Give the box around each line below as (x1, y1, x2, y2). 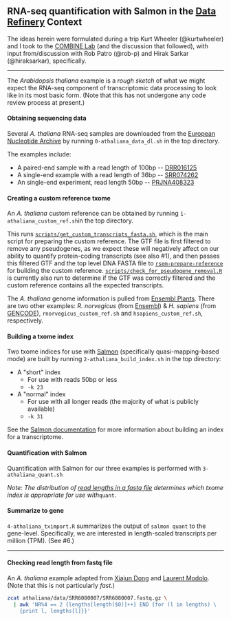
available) (27, 405, 55, 413)
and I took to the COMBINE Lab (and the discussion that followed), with (7, 41, 208, 50)
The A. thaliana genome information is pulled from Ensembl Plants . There (7, 294, 215, 303)
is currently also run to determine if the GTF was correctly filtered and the (7, 274, 216, 282)
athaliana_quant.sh (7, 471, 63, 478)
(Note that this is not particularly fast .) (7, 582, 115, 590)
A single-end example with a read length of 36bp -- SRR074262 (16, 171, 199, 179)
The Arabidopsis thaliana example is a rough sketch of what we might (7, 76, 206, 85)
